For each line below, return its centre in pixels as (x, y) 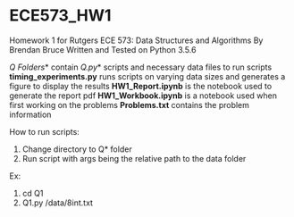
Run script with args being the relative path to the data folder (134, 158)
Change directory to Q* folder (77, 149)
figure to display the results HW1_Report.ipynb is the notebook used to (141, 86)
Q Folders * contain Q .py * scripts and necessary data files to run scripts (141, 67)
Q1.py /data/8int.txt (58, 203)
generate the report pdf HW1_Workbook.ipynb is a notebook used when (143, 96)
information (30, 114)
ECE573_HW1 (60, 16)
